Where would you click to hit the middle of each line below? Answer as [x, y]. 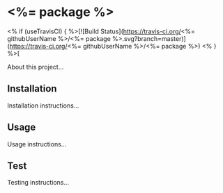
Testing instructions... [38, 183]
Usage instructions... [37, 144]
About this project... [36, 67]
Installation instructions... [43, 106]
